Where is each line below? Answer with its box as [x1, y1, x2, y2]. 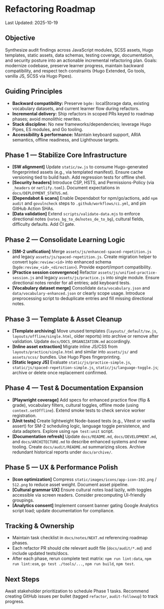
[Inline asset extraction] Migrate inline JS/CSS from [12, 344, 118, 349]
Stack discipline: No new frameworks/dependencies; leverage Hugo [12, 121, 152, 127]
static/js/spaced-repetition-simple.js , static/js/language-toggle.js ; [12, 365, 159, 370]
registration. [12, 412, 37, 418]
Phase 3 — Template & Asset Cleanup [5, 315, 122, 323]
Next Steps [5, 575, 40, 583]
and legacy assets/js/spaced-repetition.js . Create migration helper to [12, 254, 157, 260]
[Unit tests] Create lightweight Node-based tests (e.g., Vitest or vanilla [12, 418, 155, 424]
